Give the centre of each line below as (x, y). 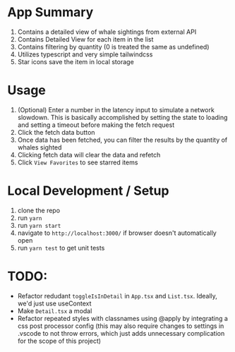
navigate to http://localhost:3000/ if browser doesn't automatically (117, 233)
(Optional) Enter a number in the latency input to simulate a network (116, 109)
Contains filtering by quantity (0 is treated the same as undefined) (113, 47)
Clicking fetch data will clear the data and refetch (89, 154)
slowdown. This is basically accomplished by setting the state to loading (122, 117)
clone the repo (39, 210)
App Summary (50, 12)
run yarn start (39, 225)
